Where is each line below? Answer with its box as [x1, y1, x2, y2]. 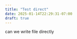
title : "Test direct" [5, 7, 49, 12]
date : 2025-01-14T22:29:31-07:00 [5, 11, 73, 16]
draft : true [5, 16, 29, 20]
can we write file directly [5, 29, 54, 35]
